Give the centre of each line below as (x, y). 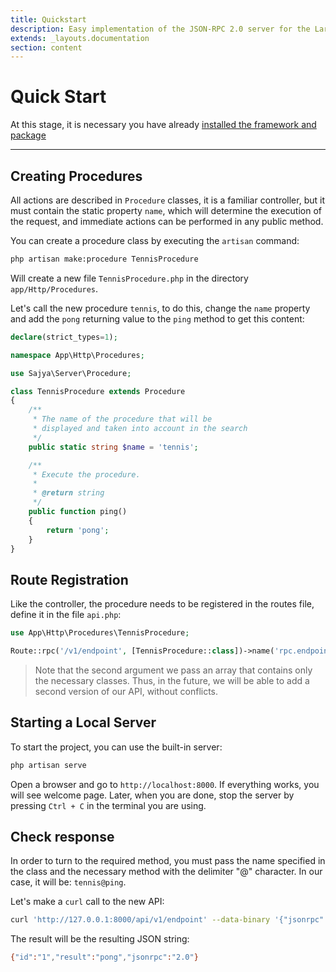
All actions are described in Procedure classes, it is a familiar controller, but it (167, 200)
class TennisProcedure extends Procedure (98, 391)
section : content (46, 47)
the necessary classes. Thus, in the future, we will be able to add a (172, 680)
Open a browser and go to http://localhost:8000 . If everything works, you (165, 784)
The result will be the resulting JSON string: (100, 939)
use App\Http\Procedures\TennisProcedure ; (100, 633)
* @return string (68, 493)
